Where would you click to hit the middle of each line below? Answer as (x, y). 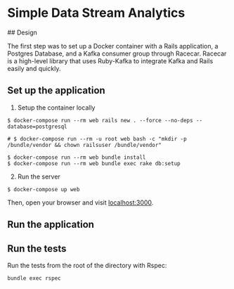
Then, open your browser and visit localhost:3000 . (80, 203)
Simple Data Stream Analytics (96, 13)
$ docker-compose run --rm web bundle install (77, 157)
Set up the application (56, 90)
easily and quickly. (34, 68)
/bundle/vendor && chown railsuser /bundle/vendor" (84, 145)
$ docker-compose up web (44, 189)
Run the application (51, 225)
